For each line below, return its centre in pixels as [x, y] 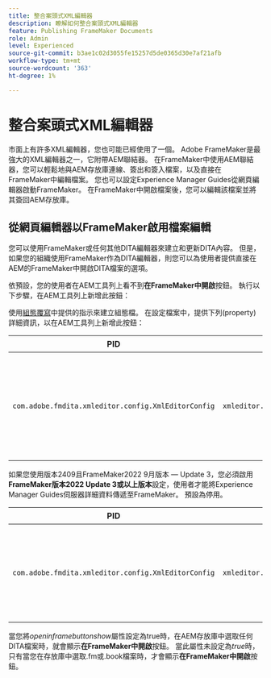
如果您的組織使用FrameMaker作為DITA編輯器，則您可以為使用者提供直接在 [133, 258]
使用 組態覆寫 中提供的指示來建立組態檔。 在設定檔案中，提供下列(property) [132, 313]
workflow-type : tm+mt [45, 61]
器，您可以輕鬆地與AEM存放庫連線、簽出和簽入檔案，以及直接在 [115, 169]
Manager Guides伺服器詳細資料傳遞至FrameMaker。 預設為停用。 [118, 495]
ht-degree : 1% [32, 76]
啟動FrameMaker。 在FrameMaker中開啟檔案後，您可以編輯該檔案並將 [139, 189]
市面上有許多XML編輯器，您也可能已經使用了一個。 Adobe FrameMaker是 [131, 149]
